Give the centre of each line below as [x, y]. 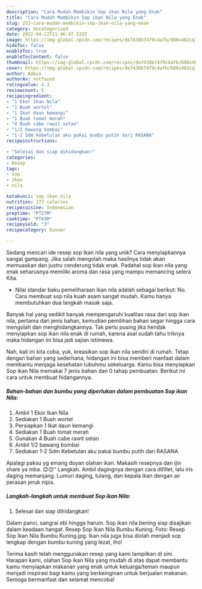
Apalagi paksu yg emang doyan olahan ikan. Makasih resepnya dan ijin [94, 463]
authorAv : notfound [31, 79]
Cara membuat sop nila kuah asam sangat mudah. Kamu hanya [93, 296]
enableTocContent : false [37, 57]
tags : [13, 169]
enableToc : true [26, 51]
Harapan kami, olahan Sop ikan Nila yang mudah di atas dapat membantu [97, 560]
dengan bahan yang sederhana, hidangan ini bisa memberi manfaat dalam [98, 358]
